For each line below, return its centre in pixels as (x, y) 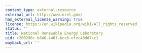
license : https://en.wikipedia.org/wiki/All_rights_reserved (71, 24)
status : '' (17, 29)
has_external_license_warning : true (44, 19)
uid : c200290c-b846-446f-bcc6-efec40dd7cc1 (52, 38)
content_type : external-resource (41, 10)
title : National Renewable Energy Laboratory (54, 33)
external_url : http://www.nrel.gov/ (44, 15)
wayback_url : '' (22, 43)
